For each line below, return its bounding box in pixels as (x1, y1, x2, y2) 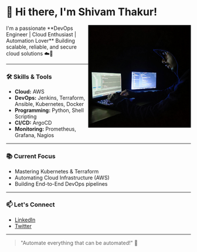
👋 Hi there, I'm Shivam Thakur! (6, 5, 157, 19)
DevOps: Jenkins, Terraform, (14, 94, 86, 101)
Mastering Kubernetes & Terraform (14, 168, 99, 175)
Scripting (14, 113, 37, 120)
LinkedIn (14, 216, 36, 223)
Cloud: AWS (14, 88, 45, 96)
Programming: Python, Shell (14, 107, 84, 114)
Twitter (14, 222, 32, 229)
